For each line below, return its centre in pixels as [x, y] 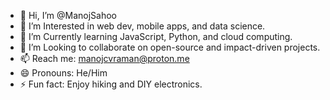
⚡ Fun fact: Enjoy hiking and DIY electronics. [111, 84]
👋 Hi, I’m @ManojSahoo [68, 15]
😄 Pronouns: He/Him [63, 73]
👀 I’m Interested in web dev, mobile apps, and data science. [142, 26]
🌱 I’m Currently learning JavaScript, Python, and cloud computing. [156, 36]
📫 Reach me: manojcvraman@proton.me [104, 58]
